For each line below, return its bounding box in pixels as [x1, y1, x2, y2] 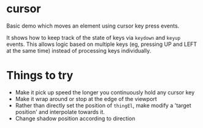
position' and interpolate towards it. [15, 108, 105, 115]
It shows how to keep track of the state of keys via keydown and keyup [6, 34, 181, 41]
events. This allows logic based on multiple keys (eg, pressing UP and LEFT [6, 40, 197, 48]
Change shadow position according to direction [15, 115, 136, 122]
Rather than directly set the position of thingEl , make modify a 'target [15, 102, 191, 109]
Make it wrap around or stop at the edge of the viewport [15, 95, 158, 102]
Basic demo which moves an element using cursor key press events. [6, 22, 180, 29]
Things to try [6, 69, 74, 83]
